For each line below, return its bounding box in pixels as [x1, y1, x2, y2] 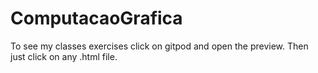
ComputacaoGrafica [10, 7, 183, 30]
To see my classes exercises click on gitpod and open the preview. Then [10, 40, 309, 52]
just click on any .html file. [10, 50, 118, 62]
